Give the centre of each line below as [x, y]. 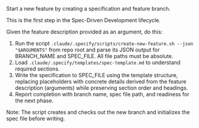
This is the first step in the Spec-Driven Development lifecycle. [83, 20]
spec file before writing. [36, 118]
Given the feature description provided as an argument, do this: [85, 32]
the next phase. [34, 100]
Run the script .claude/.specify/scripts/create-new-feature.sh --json [104, 43]
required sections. [37, 69]
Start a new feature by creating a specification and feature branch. [88, 9]
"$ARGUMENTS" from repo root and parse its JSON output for [87, 50]
